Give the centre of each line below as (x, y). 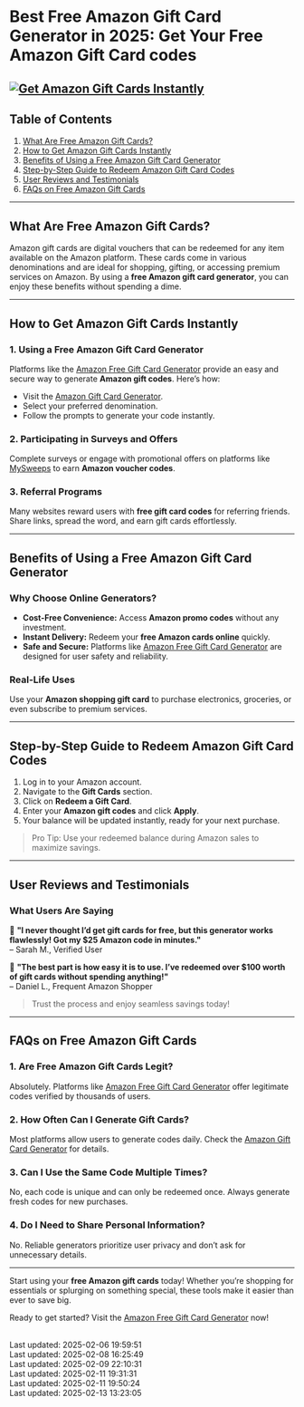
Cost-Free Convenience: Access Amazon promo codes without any (151, 618)
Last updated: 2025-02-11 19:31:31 (73, 1373)
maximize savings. (66, 848)
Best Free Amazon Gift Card (115, 17)
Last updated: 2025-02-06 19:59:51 (76, 1344)
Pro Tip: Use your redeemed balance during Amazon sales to (145, 838)
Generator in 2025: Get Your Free (137, 36)
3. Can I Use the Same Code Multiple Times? (109, 1172)
